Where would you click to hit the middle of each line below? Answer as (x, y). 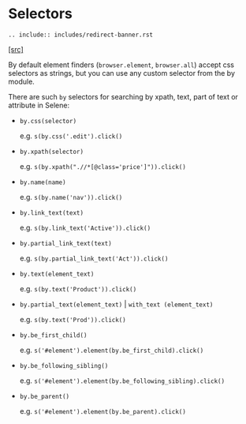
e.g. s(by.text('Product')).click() (78, 288)
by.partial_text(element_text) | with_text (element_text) (116, 304)
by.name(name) (43, 182)
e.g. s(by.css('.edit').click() (71, 136)
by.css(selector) (48, 121)
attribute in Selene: (39, 105)
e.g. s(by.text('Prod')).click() (73, 319)
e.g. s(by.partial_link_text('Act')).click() (94, 258)
